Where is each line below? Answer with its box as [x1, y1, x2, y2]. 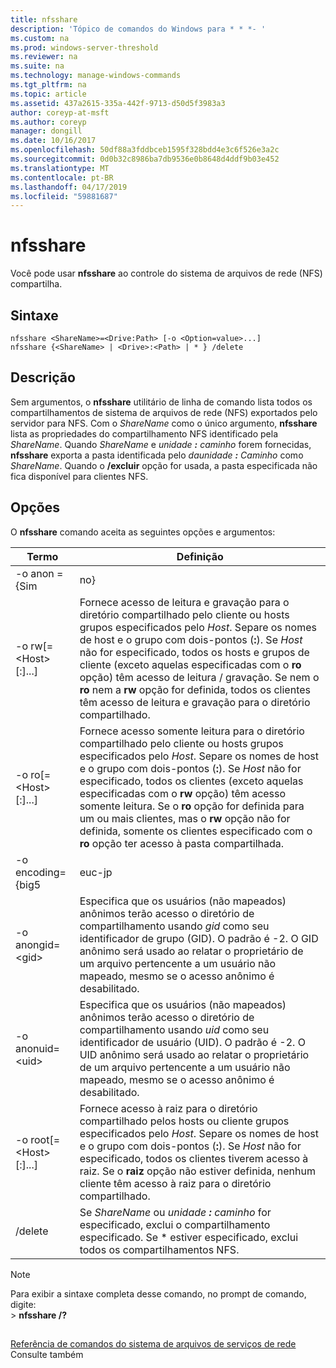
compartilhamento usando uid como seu [79, 1022, 270, 1036]
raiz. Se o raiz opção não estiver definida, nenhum [79, 1164, 317, 1178]
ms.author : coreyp [10, 117, 87, 127]
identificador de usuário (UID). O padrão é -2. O [79, 1035, 306, 1049]
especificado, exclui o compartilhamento [79, 1217, 271, 1231]
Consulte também [10, 1349, 84, 1361]
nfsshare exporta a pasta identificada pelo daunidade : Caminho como [10, 449, 304, 461]
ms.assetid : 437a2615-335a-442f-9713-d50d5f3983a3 [10, 98, 226, 108]
